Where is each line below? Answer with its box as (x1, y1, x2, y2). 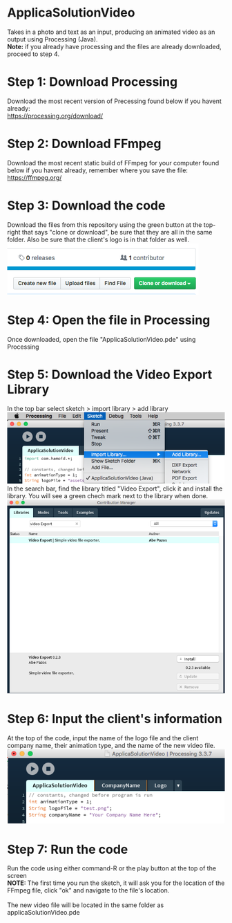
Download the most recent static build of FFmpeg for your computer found (7, 158, 220, 167)
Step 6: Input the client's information (7, 711, 222, 727)
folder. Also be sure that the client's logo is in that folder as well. (7, 235, 190, 244)
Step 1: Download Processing (7, 74, 178, 90)
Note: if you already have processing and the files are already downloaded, (7, 42, 222, 51)
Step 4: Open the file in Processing (7, 312, 211, 328)
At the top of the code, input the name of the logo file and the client (7, 733, 199, 742)
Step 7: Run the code (7, 841, 128, 857)
